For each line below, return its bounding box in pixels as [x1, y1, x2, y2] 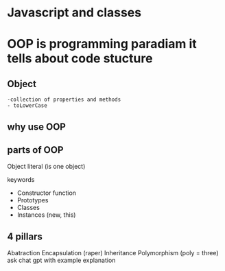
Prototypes [16, 196, 49, 204]
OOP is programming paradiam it [7, 36, 197, 52]
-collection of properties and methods [7, 96, 121, 104]
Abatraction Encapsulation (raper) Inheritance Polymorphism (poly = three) [7, 249, 219, 257]
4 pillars [7, 231, 43, 242]
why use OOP [7, 121, 67, 132]
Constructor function [16, 189, 77, 197]
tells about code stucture [7, 51, 153, 67]
